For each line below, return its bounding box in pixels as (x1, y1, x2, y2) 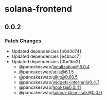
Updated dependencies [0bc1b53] (11, 58, 81, 64)
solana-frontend (4, 3, 72, 15)
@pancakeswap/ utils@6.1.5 (18, 69, 74, 75)
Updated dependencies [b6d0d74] (11, 48, 81, 54)
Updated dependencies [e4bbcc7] (11, 53, 81, 59)
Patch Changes (4, 37, 42, 44)
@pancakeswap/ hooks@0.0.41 (18, 84, 81, 90)
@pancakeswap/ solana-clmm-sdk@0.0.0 (18, 89, 103, 95)
